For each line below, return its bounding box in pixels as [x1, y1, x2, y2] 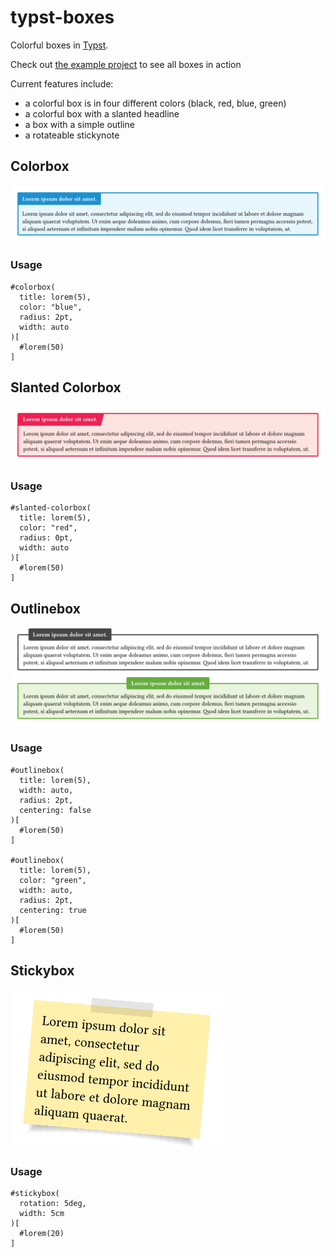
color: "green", [19, 875, 87, 885]
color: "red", [19, 523, 78, 533]
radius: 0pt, [19, 533, 74, 543]
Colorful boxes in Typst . [10, 39, 109, 51]
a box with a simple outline [24, 118, 135, 130]
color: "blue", [19, 302, 83, 312]
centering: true [19, 905, 87, 915]
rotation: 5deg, [19, 1198, 87, 1208]
